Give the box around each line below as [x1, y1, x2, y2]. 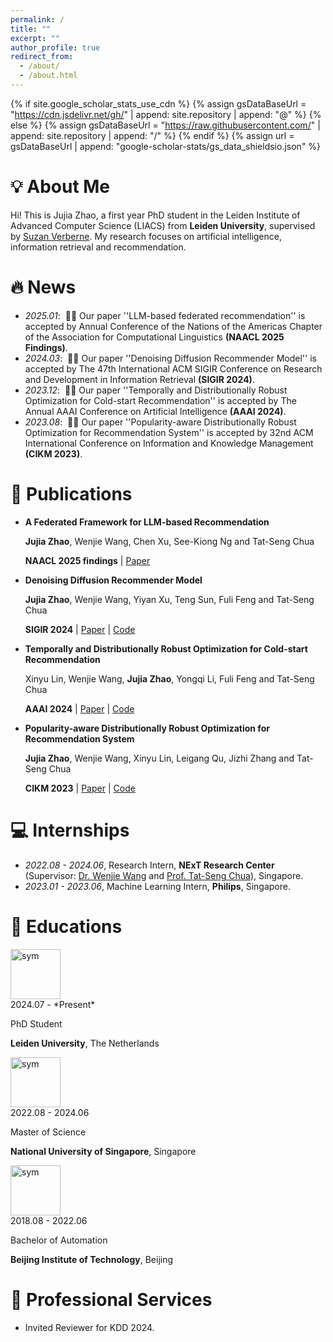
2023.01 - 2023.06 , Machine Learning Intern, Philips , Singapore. [24, 880, 291, 892]
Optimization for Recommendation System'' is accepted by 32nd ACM [24, 426, 314, 438]
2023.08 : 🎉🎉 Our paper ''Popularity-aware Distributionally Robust [24, 416, 297, 428]
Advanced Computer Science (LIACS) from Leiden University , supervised [10, 219, 316, 231]
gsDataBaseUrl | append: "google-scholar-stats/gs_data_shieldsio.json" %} [10, 140, 322, 152]
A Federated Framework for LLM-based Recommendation [24, 516, 270, 528]
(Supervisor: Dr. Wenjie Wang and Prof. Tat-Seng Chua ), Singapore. [24, 869, 304, 881]
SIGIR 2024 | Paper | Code [24, 623, 136, 635]
